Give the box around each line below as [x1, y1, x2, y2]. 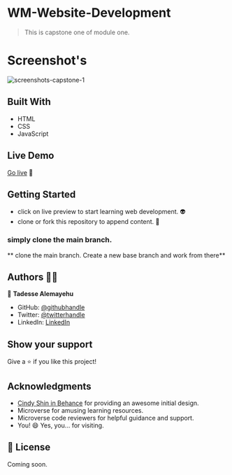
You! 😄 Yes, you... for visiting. [17, 421, 104, 430]
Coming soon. [7, 460, 48, 468]
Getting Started [7, 188, 76, 200]
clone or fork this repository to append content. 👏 [17, 218, 160, 226]
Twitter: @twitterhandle [17, 311, 85, 319]
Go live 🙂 [7, 168, 34, 176]
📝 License [7, 441, 51, 453]
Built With [7, 96, 51, 108]
